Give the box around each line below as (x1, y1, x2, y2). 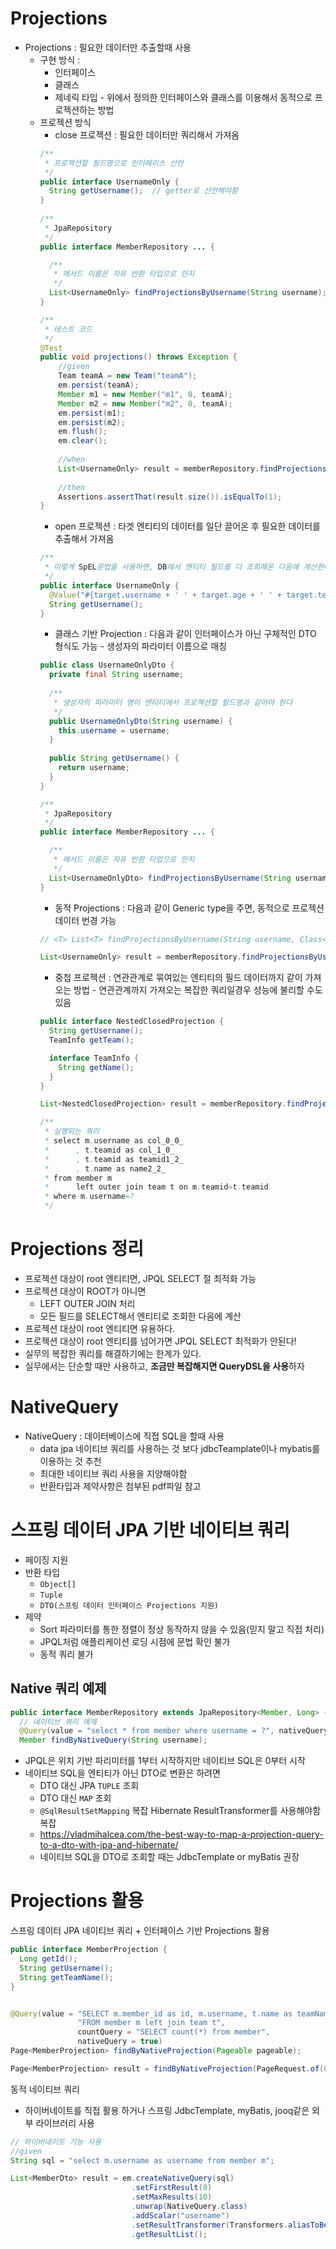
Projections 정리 (10, 1238, 145, 1261)
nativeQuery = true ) (77, 2037, 163, 2047)
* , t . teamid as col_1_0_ (44, 1145, 175, 1155)
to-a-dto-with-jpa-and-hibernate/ (39, 1839, 179, 1851)
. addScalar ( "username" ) (131, 2210, 230, 2221)
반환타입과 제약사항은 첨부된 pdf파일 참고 (39, 1480, 202, 1492)
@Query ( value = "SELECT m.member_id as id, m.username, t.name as (10, 2008, 293, 2019)
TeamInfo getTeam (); (48, 1035, 135, 1046)
